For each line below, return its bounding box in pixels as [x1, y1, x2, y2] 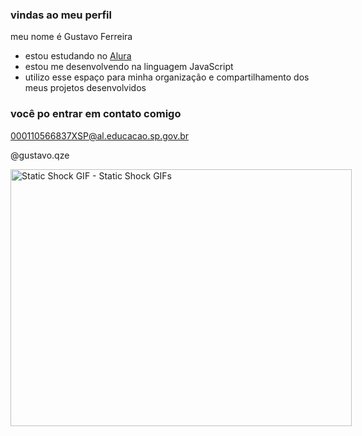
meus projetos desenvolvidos [24, 82, 147, 94]
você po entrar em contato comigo [10, 107, 182, 121]
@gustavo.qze [10, 149, 70, 161]
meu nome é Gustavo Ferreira [10, 31, 133, 43]
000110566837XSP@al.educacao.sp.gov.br [10, 129, 190, 142]
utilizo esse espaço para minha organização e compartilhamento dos [24, 71, 310, 83]
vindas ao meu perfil [10, 8, 112, 22]
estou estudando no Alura [24, 50, 132, 62]
